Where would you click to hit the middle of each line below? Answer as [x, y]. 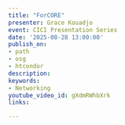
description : [29, 73]
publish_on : [28, 45]
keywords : [24, 80]
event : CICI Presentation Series [63, 30]
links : [19, 102]
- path [19, 52]
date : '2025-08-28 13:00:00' [56, 37]
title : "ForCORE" [37, 15]
